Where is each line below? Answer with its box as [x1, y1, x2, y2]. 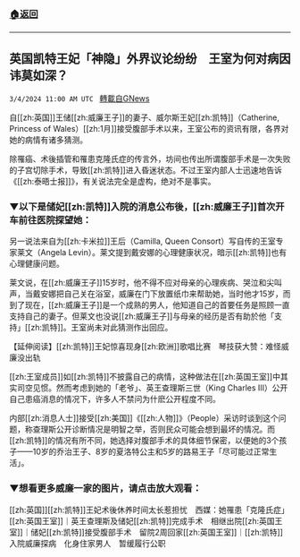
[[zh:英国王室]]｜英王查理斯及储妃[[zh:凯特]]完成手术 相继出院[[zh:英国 [9, 515, 275, 526]
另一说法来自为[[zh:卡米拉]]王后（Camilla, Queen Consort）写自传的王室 [9, 236, 277, 247]
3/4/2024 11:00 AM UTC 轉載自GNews [9, 93, 150, 104]
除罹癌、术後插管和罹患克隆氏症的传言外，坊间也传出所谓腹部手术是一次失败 [9, 154, 291, 165]
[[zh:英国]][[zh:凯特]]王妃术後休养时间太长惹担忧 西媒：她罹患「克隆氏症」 [9, 504, 289, 515]
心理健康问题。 [9, 258, 64, 270]
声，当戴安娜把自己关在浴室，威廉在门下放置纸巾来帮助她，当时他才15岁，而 [9, 288, 291, 299]
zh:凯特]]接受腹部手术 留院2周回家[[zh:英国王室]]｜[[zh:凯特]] [52, 527, 284, 537]
